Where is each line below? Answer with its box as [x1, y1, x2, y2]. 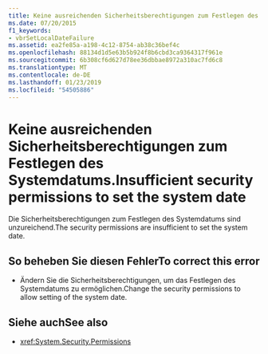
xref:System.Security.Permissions [19, 336, 132, 346]
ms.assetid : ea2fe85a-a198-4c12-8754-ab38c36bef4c [8, 41, 180, 49]
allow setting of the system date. [19, 293, 128, 302]
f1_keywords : [8, 26, 52, 34]
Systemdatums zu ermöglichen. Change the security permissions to [19, 284, 241, 293]
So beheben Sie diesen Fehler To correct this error [8, 254, 260, 268]
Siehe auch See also [8, 316, 108, 329]
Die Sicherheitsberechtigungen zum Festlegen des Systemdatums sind [8, 214, 242, 224]
